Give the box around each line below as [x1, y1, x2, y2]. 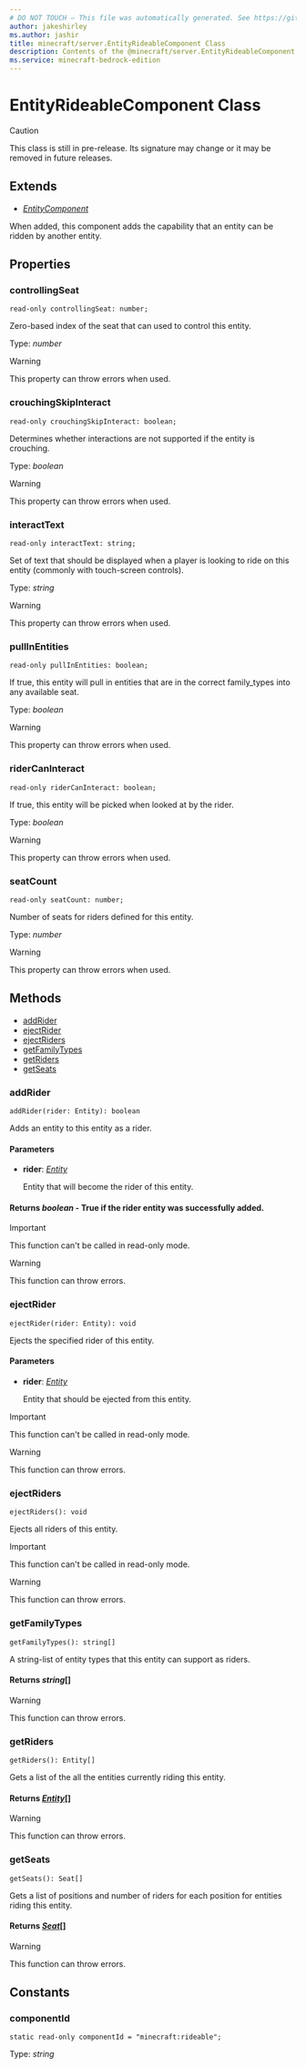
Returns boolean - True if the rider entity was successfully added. [9, 1202, 265, 1213]
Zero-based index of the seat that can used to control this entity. [9, 321, 252, 332]
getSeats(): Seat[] [9, 1874, 84, 1883]
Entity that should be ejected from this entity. [22, 1393, 192, 1404]
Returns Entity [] [9, 1792, 71, 1804]
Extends [9, 179, 57, 194]
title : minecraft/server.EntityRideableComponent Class [9, 38, 226, 48]
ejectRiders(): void [9, 1508, 88, 1517]
